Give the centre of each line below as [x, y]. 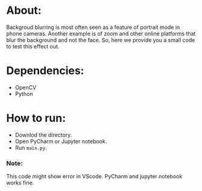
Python [24, 93]
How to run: [36, 118]
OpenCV [26, 87]
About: [24, 11]
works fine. [20, 183]
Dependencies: [45, 71]
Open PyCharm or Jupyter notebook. [61, 141]
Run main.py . [31, 148]
